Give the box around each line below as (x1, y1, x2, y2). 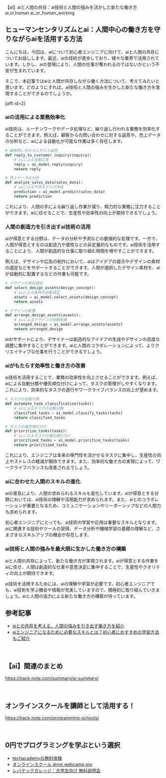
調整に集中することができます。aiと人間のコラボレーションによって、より (5, 342, 155, 348)
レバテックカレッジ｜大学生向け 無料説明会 (12, 768, 101, 774)
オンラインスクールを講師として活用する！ (5, 701, 135, 710)
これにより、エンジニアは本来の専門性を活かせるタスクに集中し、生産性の (5, 452, 157, 458)
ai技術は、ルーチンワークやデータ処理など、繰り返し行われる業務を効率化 (5, 126, 156, 132)
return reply (14, 167, 41, 172)
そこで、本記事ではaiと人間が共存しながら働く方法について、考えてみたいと (5, 78, 160, 84)
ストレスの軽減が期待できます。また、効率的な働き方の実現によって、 (13, 458, 156, 464)
